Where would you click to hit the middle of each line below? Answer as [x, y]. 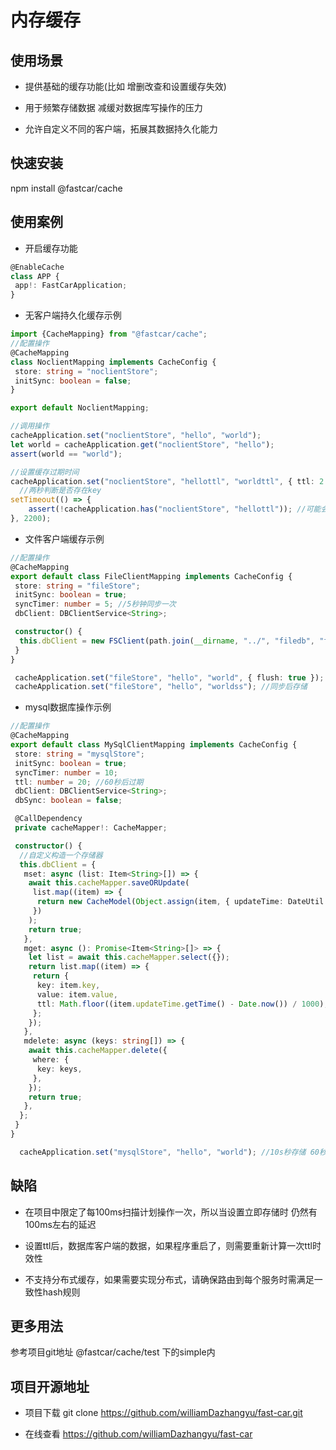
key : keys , [59, 1069]
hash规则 [61, 1292]
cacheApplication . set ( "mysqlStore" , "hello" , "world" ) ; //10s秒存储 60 [169, 1152]
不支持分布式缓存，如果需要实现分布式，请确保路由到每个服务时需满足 [169, 1279]
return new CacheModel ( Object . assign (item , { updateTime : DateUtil [180, 902]
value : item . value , [77, 994]
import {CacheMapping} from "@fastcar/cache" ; [109, 334]
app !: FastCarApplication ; [71, 286]
